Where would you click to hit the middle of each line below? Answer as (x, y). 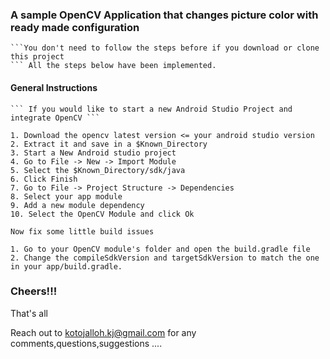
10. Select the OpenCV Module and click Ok (102, 214)
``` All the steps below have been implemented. (113, 66)
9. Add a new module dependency (77, 205)
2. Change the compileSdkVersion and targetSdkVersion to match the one (165, 258)
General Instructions (54, 87)
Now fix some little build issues (82, 231)
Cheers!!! (34, 291)
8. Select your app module (66, 196)
